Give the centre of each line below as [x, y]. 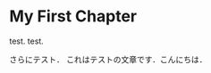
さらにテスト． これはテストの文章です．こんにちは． [108, 59]
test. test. [27, 41]
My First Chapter [73, 16]
